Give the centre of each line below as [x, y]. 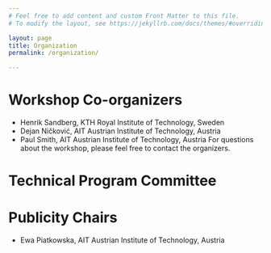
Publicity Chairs [63, 218]
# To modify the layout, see [57, 23]
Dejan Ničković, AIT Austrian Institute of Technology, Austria [120, 131]
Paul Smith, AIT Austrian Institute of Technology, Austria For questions [137, 140]
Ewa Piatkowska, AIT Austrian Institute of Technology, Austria [122, 240]
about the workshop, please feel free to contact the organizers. [125, 148]
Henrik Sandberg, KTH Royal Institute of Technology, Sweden [122, 123]
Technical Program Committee [113, 181]
